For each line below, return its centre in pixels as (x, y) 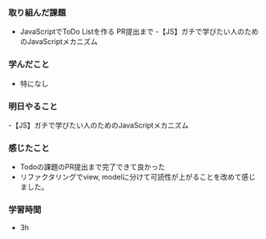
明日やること (33, 106)
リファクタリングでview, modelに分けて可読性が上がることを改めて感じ (138, 177)
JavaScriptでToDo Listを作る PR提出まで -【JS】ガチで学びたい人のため (139, 32)
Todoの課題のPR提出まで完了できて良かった (93, 167)
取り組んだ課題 (37, 12)
